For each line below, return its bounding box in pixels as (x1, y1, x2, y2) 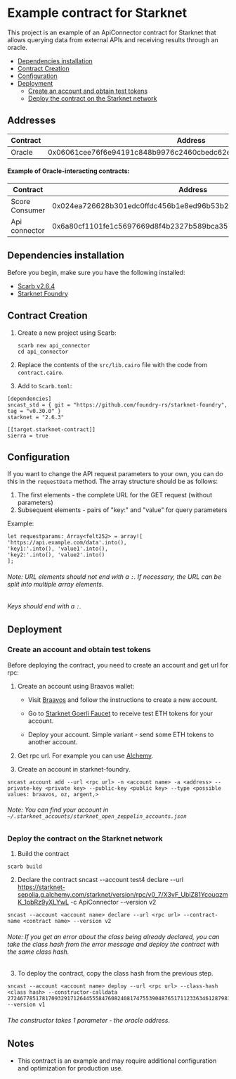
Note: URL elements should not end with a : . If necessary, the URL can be (7, 572, 222, 581)
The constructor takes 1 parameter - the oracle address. (7, 1016, 171, 1024)
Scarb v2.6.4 (17, 281, 55, 290)
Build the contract (17, 850, 70, 858)
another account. (27, 737, 78, 746)
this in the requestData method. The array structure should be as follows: (7, 477, 218, 486)
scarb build (7, 863, 42, 870)
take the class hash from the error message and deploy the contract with (7, 940, 220, 948)
